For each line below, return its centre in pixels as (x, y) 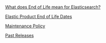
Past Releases (20, 35)
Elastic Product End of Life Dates (39, 16)
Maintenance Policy (25, 26)
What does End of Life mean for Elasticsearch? (53, 7)
